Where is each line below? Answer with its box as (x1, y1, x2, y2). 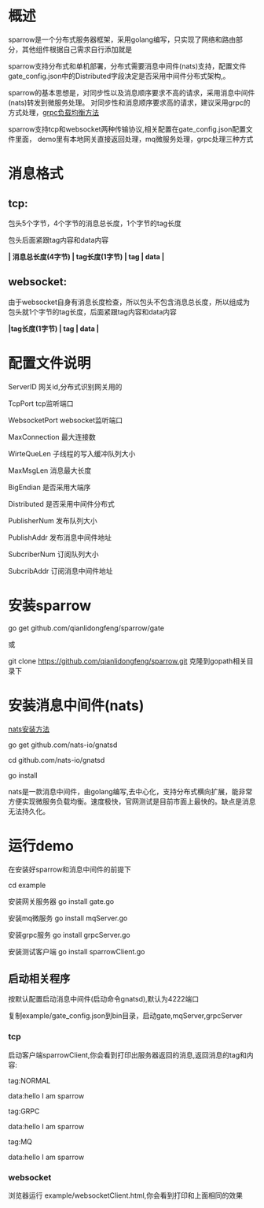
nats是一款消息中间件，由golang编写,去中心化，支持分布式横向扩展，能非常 (8, 786, 253, 796)
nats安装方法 (8, 724, 49, 734)
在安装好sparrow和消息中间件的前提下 (8, 864, 132, 874)
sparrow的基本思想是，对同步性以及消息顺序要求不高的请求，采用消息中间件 (8, 87, 255, 97)
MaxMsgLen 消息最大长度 (8, 466, 92, 475)
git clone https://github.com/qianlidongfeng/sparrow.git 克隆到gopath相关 (8, 656, 247, 666)
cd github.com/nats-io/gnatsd (8, 755, 105, 764)
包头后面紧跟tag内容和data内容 (8, 235, 109, 244)
